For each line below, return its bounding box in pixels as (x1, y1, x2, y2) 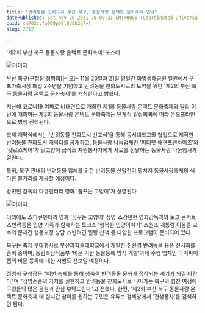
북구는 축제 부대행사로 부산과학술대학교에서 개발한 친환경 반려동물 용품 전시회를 (6, 242, 196, 249)
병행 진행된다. (17, 118, 51, 126)
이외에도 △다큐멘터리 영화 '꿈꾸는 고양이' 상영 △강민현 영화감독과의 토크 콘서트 (6, 214, 196, 221)
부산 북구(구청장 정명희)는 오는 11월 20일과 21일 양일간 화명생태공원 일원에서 (6, 74, 188, 82)
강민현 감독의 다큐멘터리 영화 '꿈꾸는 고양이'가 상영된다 (6, 187, 137, 195)
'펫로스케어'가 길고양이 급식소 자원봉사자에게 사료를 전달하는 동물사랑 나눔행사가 (6, 146, 197, 154)
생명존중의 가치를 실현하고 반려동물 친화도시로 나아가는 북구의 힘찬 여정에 (22, 278, 197, 285)
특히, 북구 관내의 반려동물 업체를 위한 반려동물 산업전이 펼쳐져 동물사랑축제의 (6, 167, 189, 174)
